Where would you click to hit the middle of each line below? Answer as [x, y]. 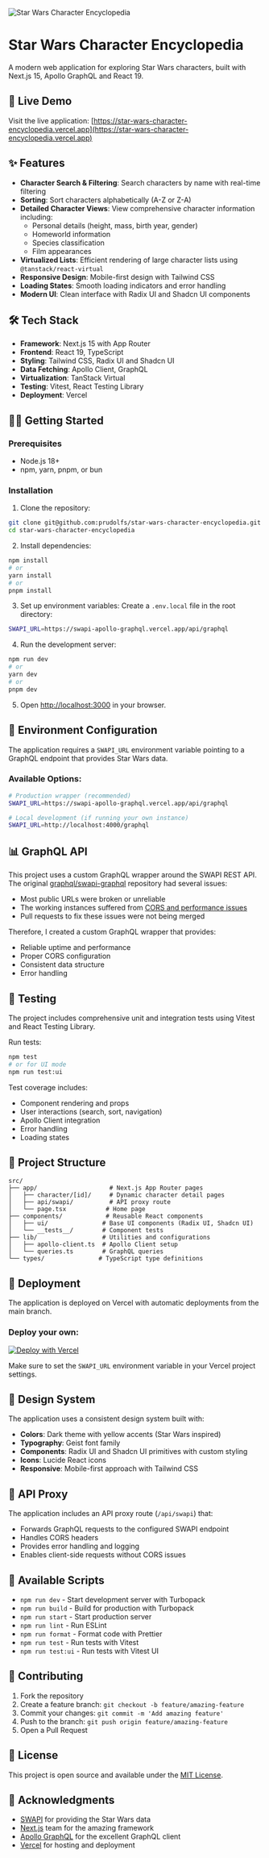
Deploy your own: [43, 1332]
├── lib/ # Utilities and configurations [110, 1238]
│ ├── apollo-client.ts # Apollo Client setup [93, 1245]
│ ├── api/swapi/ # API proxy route [90, 1202]
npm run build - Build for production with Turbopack [107, 1608]
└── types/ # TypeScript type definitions [106, 1259]
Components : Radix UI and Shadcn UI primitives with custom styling [134, 1452]
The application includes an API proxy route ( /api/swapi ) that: [111, 1514]
